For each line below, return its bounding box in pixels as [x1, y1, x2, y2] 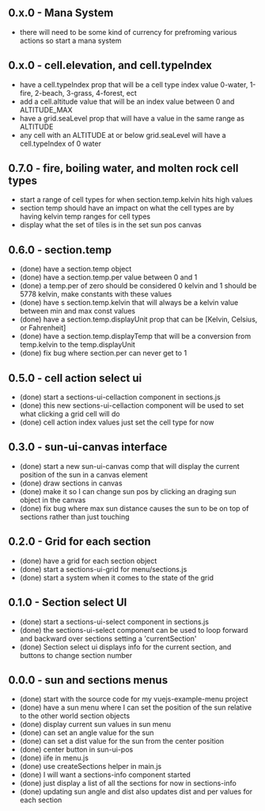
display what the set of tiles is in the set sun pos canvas [19, 220, 202, 230]
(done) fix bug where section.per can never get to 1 [19, 348, 187, 358]
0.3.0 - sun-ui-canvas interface [8, 440, 168, 454]
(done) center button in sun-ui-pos [19, 744, 134, 755]
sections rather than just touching [19, 512, 130, 521]
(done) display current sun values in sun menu [19, 720, 172, 729]
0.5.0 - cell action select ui [8, 371, 142, 385]
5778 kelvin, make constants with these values [19, 289, 172, 299]
